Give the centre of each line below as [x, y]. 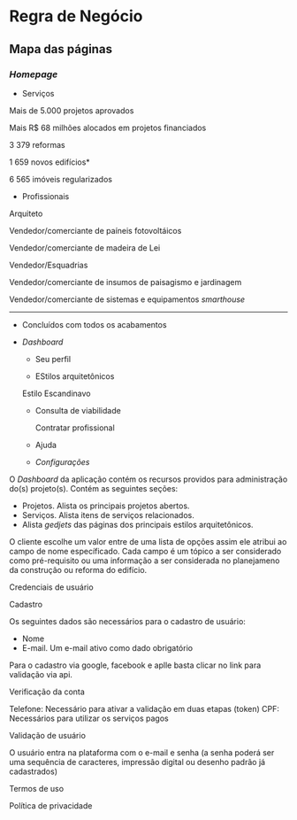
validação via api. [41, 674]
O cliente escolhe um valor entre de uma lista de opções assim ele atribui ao [148, 541]
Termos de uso [37, 788]
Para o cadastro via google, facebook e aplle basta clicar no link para [135, 665]
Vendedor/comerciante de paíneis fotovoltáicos [95, 230]
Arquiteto [26, 213]
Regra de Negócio [76, 16]
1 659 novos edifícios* [49, 162]
